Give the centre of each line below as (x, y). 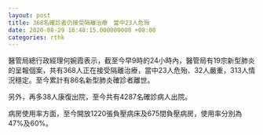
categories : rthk (37, 37)
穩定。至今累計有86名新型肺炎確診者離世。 (84, 80)
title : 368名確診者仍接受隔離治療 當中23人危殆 (79, 23)
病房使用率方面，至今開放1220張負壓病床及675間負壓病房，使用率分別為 (125, 114)
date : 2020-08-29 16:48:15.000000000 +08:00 (82, 30)
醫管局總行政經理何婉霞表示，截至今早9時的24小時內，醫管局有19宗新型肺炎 (131, 60)
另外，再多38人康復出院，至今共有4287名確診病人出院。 (100, 97)
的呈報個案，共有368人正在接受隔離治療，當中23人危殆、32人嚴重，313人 (128, 71)
